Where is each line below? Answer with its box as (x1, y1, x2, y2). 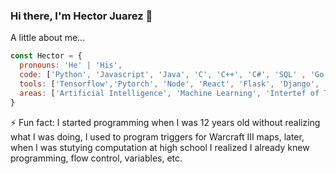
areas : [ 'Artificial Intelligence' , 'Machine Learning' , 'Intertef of (19, 88, 320, 98)
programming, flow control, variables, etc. (10, 152, 183, 164)
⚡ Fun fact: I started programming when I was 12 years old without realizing (10, 116, 321, 128)
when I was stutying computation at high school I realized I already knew (10, 141, 310, 153)
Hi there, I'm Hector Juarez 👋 (10, 9, 153, 23)
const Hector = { (10, 51, 83, 61)
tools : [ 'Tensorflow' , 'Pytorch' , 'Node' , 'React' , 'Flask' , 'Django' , (19, 79, 320, 89)
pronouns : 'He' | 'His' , (19, 60, 123, 71)
